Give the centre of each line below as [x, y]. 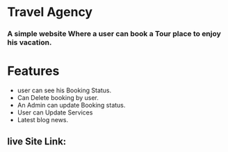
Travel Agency [50, 12]
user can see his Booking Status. [64, 90]
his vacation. [30, 42]
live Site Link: [37, 142]
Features [33, 71]
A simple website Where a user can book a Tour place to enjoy [114, 34]
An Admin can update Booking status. [71, 105]
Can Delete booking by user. [58, 98]
